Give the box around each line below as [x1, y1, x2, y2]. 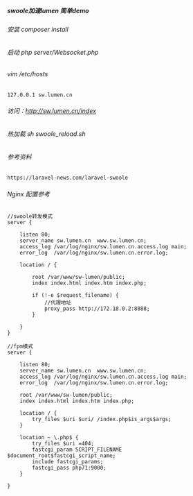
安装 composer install [7, 25, 69, 33]
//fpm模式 [7, 343, 33, 350]
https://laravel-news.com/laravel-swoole [7, 174, 129, 182]
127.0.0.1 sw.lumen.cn [7, 91, 73, 99]
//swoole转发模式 [7, 213, 53, 220]
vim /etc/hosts [7, 70, 48, 78]
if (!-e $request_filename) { [32, 292, 119, 299]
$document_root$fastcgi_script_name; [7, 452, 116, 459]
